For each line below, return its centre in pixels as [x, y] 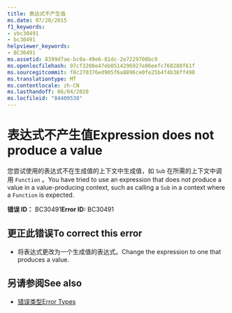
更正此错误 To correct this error [75, 234]
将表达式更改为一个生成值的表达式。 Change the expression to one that [119, 251]
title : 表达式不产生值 [37, 14]
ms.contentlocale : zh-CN [43, 85]
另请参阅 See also [45, 283]
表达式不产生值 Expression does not [111, 135]
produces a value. [43, 259]
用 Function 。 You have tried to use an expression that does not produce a [115, 179]
